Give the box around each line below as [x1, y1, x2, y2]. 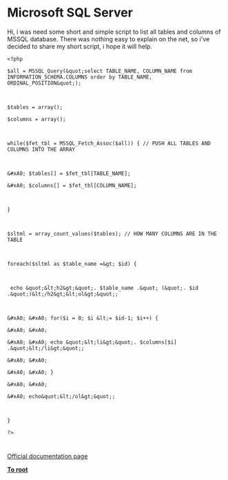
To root [7, 466, 28, 474]
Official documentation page [7, 452, 88, 461]
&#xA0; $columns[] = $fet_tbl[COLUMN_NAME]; [7, 182, 137, 189]
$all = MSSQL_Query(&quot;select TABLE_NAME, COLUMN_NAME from [7, 67, 193, 74]
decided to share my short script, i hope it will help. [7, 42, 153, 50]
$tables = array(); [7, 103, 63, 111]
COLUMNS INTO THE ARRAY [7, 146, 76, 153]
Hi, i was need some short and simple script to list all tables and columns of [7, 28, 222, 36]
